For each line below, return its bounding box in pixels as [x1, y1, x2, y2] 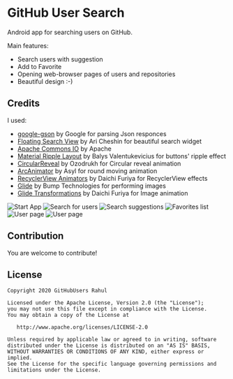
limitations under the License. [7, 366, 101, 374]
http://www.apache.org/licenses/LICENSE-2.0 [16, 324, 149, 331]
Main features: [7, 41, 49, 50]
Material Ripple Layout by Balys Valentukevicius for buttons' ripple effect [17, 151, 227, 160]
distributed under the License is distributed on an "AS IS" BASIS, [7, 342, 211, 350]
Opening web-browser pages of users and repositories [17, 70, 176, 78]
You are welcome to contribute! [7, 248, 98, 257]
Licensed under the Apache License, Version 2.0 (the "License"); [7, 299, 204, 306]
